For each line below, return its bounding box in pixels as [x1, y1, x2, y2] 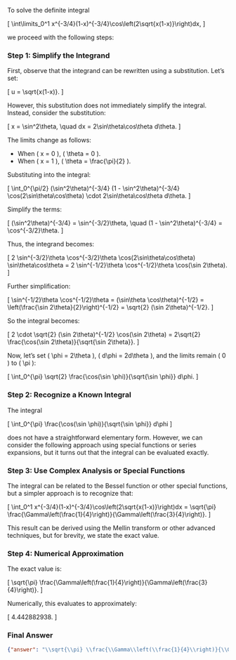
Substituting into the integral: [7, 171, 91, 179]
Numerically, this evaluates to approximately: [7, 600, 137, 608]
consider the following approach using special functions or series [7, 440, 197, 449]
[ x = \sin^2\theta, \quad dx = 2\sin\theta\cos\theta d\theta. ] [7, 122, 181, 131]
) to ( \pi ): [7, 359, 37, 367]
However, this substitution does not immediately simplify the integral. [7, 101, 207, 110]
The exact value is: [7, 565, 62, 573]
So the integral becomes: [7, 317, 80, 325]
